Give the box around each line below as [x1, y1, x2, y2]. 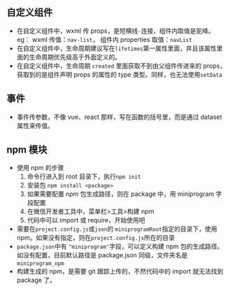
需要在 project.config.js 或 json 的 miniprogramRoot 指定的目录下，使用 [16, 225, 217, 233]
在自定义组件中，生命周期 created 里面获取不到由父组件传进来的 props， [16, 62, 227, 70]
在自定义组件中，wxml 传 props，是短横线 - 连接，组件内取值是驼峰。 [16, 27, 215, 35]
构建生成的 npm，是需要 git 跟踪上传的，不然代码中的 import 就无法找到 [16, 267, 224, 276]
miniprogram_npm [16, 260, 64, 267]
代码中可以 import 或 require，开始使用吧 [27, 216, 145, 225]
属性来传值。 [16, 121, 54, 129]
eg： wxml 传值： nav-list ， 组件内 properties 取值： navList [16, 35, 193, 43]
